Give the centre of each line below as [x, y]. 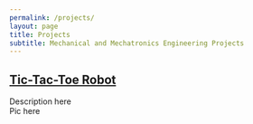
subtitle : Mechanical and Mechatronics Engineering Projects [127, 43]
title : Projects [40, 34]
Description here [41, 101]
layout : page [34, 26]
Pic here [25, 111]
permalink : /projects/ [52, 18]
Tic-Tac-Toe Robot [63, 79]
